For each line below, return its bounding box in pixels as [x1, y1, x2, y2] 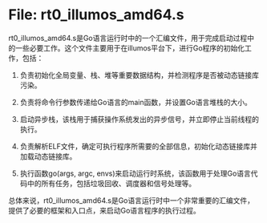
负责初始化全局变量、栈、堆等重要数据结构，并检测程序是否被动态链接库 [19, 70, 259, 79]
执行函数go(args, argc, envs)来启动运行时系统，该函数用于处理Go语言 [19, 168, 251, 178]
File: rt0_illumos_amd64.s [8, 6, 184, 24]
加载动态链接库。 [19, 151, 77, 161]
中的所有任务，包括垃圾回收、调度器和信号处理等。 [26, 178, 196, 188]
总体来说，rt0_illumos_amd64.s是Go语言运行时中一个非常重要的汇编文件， [8, 195, 255, 205]
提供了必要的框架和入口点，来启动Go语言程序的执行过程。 [8, 205, 200, 215]
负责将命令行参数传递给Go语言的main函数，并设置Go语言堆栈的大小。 [19, 97, 253, 107]
